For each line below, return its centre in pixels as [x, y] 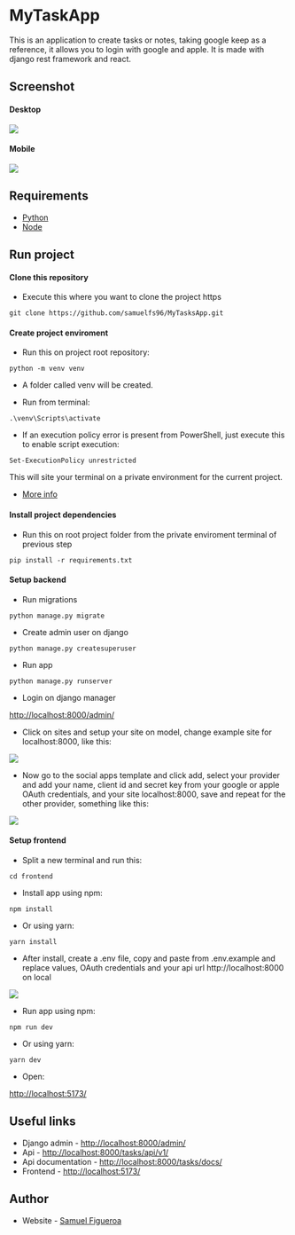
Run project [42, 254]
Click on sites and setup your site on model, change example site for [147, 732]
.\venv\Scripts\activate [55, 419]
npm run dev [31, 1027]
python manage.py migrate [57, 616]
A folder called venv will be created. [87, 385]
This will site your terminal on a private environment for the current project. [146, 477]
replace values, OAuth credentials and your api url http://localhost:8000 [153, 967]
